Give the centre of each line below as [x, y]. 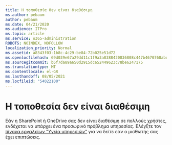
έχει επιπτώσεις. [23, 137]
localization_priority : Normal [39, 48]
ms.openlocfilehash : [27, 57]
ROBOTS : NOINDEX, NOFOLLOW [34, 43]
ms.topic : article [25, 34]
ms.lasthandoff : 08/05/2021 [35, 77]
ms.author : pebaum [25, 15]
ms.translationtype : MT [31, 67]
